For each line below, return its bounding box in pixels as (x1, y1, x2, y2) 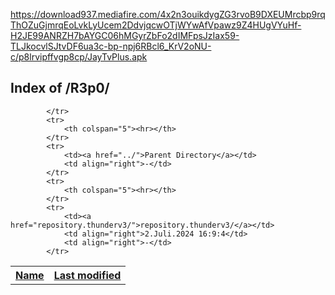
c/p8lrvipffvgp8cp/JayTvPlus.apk (10, 51, 148, 63)
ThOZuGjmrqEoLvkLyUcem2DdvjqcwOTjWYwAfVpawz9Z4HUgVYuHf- (10, 19, 302, 31)
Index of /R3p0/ (10, 80, 110, 97)
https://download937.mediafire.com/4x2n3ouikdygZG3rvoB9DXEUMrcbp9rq (10, 9, 326, 20)
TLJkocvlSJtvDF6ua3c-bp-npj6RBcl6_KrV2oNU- (10, 40, 212, 52)
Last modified (53, 268, 122, 282)
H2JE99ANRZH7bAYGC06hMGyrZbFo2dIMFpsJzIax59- (10, 30, 240, 41)
